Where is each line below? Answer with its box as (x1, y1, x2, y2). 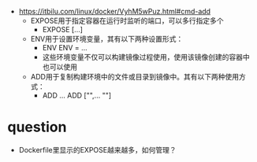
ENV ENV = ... (42, 43, 88, 52)
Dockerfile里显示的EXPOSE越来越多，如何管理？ (18, 145, 177, 154)
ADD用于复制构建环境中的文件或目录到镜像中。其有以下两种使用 (30, 72, 240, 81)
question (7, 118, 67, 136)
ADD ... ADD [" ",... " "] (42, 90, 112, 100)
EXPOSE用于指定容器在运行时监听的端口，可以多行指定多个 (30, 16, 224, 25)
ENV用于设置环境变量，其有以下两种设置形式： (30, 35, 184, 43)
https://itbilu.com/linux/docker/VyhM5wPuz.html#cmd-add (18, 7, 210, 16)
